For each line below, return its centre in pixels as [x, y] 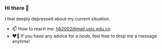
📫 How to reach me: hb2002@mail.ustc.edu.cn [61, 29]
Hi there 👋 [17, 8]
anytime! [21, 41]
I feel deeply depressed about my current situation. [58, 19]
